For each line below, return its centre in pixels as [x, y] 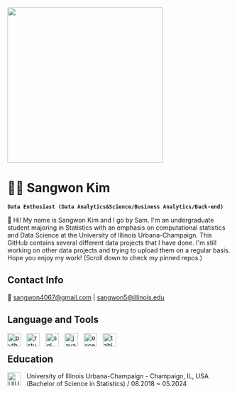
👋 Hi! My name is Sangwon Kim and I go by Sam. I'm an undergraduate [111, 220]
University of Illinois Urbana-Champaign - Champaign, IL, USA [118, 376]
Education [31, 359]
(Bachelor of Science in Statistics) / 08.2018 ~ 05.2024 [107, 384]
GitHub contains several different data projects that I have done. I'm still [112, 243]
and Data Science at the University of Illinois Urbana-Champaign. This [110, 235]
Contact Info [35, 280]
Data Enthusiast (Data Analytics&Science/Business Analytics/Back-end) [115, 207]
